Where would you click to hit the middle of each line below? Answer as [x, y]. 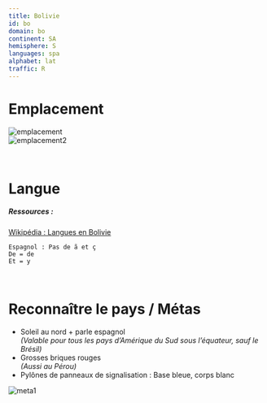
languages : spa [34, 54]
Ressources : [31, 211]
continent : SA [33, 39]
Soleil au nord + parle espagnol [73, 331]
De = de [22, 254]
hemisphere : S [33, 46]
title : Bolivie [34, 16]
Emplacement [56, 108]
